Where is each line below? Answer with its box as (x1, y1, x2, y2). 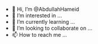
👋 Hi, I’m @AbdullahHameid (11, 6, 80, 12)
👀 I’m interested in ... (11, 12, 62, 19)
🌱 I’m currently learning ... (11, 18, 75, 25)
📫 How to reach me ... (11, 32, 67, 38)
